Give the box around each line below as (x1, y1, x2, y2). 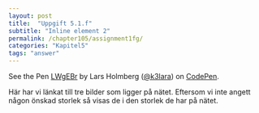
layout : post (8, 11, 53, 20)
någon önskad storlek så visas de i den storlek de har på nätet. (8, 96, 219, 105)
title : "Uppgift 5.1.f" (8, 19, 93, 27)
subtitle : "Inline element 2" (8, 27, 111, 35)
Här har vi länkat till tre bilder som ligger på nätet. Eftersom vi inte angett (8, 87, 251, 97)
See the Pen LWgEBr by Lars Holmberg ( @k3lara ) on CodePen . (8, 72, 219, 81)
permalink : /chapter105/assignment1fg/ (8, 34, 144, 43)
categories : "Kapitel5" (8, 42, 89, 50)
